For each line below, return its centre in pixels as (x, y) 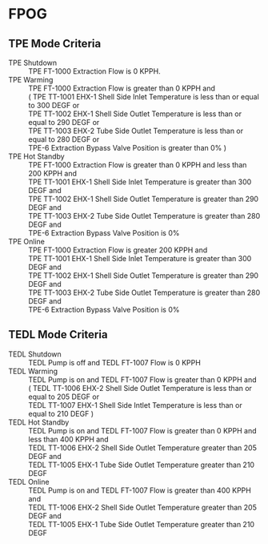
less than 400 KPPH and (69, 439)
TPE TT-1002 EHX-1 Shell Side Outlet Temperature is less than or (135, 114)
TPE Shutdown (33, 62)
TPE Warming (31, 80)
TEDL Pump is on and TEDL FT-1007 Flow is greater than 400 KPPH (140, 490)
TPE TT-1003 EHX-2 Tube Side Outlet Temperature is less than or (136, 131)
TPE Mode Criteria (55, 44)
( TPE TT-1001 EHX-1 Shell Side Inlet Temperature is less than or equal (144, 97)
